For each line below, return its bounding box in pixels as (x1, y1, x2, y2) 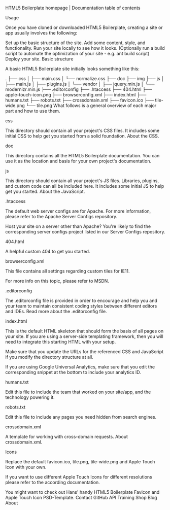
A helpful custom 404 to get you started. (5, 249, 90, 254)
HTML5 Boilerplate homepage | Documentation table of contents (5, 5, 141, 11)
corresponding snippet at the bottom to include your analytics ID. (5, 369, 141, 375)
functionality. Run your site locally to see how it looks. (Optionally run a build (5, 45, 165, 51)
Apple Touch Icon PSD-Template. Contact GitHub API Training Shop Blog (5, 495, 157, 500)
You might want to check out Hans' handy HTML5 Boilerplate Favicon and (5, 489, 160, 495)
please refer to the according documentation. (5, 480, 100, 485)
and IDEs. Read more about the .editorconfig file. (5, 309, 108, 314)
